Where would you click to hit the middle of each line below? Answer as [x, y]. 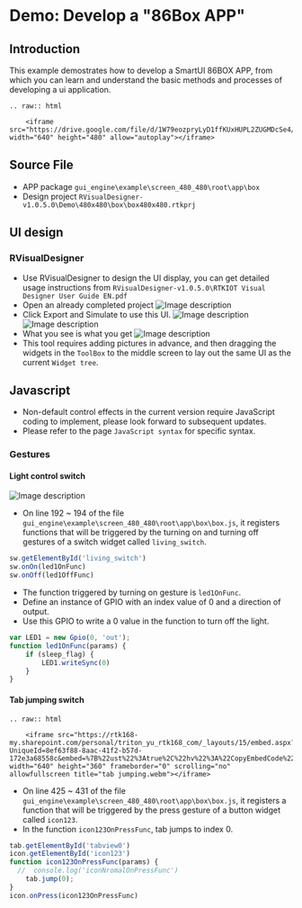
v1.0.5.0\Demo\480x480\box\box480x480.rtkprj [109, 205]
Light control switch [47, 476]
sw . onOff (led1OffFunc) [52, 575]
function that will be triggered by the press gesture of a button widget [151, 810]
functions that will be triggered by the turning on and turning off [140, 533]
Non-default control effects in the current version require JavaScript [149, 412]
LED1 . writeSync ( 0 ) [76, 662]
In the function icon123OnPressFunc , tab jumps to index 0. [128, 829]
